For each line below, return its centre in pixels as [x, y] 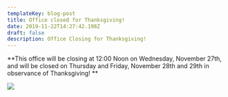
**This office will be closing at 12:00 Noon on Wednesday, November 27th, [115, 58]
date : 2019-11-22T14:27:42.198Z [54, 26]
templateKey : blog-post [41, 13]
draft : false [26, 33]
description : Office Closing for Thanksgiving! [77, 39]
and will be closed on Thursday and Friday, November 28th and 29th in [108, 66]
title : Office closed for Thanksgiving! [66, 20]
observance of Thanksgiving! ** [53, 74]
